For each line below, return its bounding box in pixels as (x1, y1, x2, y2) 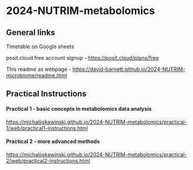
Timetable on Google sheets (6, 43, 75, 50)
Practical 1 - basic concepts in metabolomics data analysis (6, 105, 152, 112)
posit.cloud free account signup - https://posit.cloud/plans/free (6, 55, 160, 61)
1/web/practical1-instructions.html (6, 124, 88, 131)
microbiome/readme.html (6, 72, 67, 79)
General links (6, 28, 56, 38)
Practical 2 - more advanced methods (6, 138, 100, 145)
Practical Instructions (6, 89, 87, 99)
